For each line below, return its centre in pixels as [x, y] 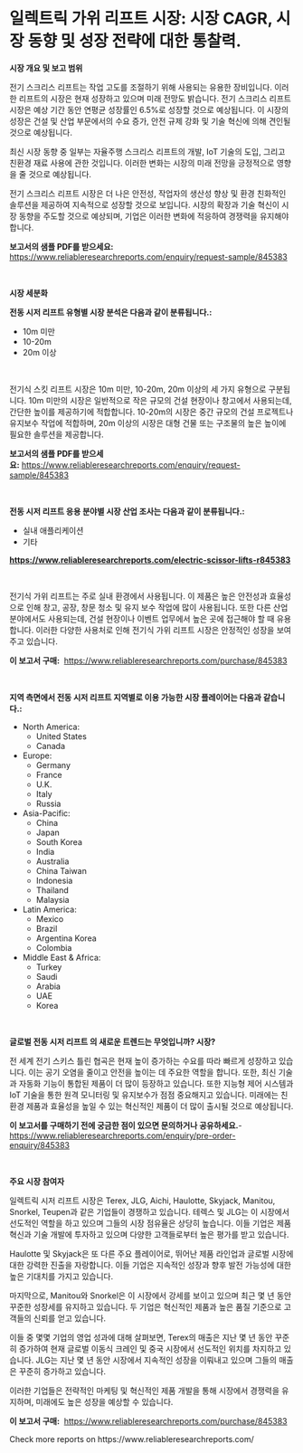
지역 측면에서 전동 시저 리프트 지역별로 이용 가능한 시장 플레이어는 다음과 [136, 697]
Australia [52, 861]
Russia [48, 803]
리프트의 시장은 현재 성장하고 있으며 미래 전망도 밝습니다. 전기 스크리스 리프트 [155, 98]
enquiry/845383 [40, 1144]
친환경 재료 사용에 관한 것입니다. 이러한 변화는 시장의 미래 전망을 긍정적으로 [142, 163]
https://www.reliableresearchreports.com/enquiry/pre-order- [123, 1135]
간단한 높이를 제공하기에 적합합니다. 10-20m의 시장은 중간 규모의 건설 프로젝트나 [151, 412]
